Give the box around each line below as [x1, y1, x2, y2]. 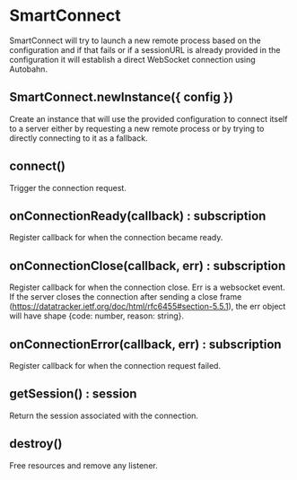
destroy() [9, 436, 63, 451]
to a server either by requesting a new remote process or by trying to [9, 123, 265, 134]
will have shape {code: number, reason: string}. [9, 310, 185, 321]
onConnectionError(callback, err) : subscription [9, 336, 282, 352]
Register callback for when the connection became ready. [9, 232, 223, 243]
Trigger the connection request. [9, 182, 127, 193]
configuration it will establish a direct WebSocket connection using [9, 54, 256, 65]
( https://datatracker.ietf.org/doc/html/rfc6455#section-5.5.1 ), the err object [9, 301, 286, 312]
